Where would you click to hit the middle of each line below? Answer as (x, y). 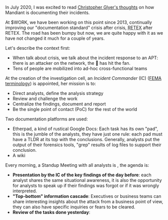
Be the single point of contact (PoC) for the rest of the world (75, 109)
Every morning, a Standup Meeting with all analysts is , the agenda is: (77, 165)
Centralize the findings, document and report (59, 104)
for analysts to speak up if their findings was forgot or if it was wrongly (86, 186)
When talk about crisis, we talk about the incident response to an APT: (85, 58)
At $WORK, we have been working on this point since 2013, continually (79, 22)
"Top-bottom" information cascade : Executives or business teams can (87, 196)
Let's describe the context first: (38, 48)
